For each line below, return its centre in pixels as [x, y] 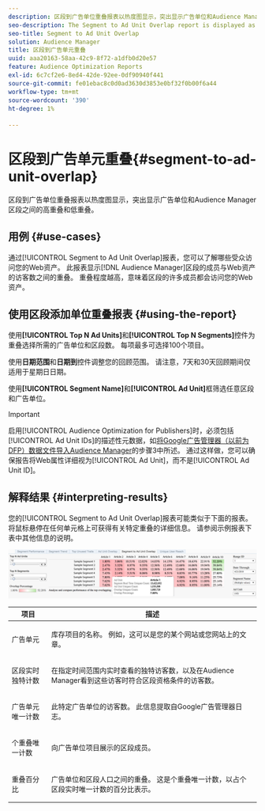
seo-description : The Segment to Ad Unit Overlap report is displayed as [132, 25]
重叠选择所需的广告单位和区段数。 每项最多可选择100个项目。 [108, 345]
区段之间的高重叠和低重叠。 [53, 210]
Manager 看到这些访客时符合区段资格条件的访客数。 [134, 680]
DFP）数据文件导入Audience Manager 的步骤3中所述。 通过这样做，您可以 [128, 450]
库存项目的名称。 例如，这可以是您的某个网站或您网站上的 [146, 634]
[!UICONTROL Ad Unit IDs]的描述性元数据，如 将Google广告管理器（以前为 [129, 440]
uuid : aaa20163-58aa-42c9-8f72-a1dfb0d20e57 [82, 59]
